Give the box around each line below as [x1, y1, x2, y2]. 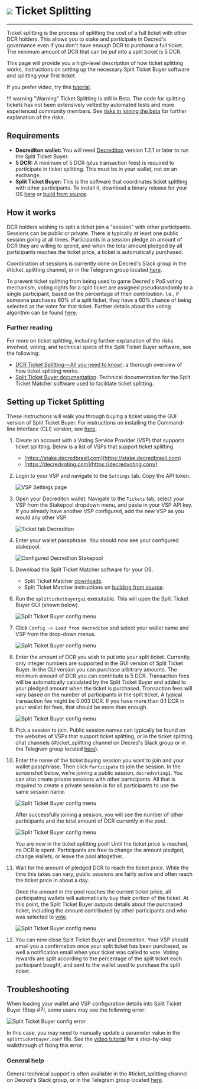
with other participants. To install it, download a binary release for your [15, 184, 188, 191]
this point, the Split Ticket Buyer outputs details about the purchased [15, 901, 182, 908]
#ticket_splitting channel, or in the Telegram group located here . [6, 266, 162, 273]
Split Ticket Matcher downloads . [24, 577, 103, 584]
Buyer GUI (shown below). [15, 601, 80, 608]
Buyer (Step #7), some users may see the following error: [6, 1006, 146, 1013]
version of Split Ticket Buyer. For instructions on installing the [6, 419, 156, 426]
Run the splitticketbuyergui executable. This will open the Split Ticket [15, 595, 188, 602]
